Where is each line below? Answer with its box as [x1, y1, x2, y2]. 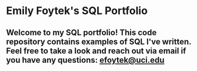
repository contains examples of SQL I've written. [6, 36, 192, 46]
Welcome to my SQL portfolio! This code [6, 28, 157, 38]
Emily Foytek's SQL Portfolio [6, 4, 148, 18]
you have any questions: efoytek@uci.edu [6, 55, 165, 65]
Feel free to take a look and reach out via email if [6, 46, 186, 56]
